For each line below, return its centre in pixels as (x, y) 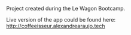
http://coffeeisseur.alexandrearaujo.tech (56, 26)
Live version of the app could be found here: (61, 20)
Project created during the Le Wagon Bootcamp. (66, 8)
